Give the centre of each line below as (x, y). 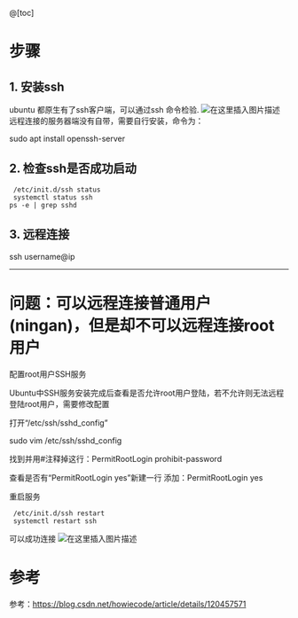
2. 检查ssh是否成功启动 (73, 169)
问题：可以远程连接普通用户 (110, 303)
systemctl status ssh (53, 197)
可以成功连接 (32, 538)
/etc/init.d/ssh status (57, 190)
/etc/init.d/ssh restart (59, 513)
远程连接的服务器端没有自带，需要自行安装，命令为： (106, 121)
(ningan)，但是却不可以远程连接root (142, 325)
